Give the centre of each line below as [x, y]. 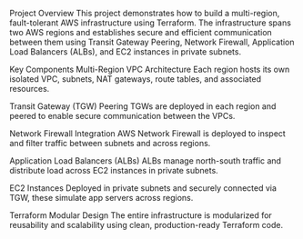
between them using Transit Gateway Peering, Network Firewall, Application [152, 42]
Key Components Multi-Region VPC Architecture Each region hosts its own [150, 69]
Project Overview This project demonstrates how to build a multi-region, [145, 13]
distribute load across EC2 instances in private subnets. [114, 170]
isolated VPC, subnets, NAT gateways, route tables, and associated [136, 79]
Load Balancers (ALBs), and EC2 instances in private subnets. [126, 52]
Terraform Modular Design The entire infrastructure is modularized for [141, 215]
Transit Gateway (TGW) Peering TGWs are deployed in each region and [143, 106]
